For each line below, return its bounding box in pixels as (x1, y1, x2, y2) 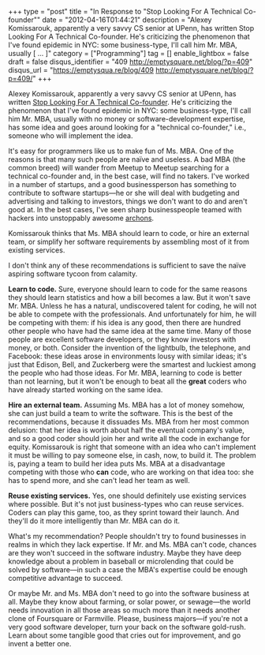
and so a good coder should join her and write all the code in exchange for (8, 434, 251, 443)
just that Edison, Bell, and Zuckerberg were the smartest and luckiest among (8, 360, 256, 369)
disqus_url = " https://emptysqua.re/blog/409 (8, 65, 154, 74)
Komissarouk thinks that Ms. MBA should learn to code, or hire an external (8, 229, 250, 238)
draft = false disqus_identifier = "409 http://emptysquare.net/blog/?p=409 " (8, 57, 253, 66)
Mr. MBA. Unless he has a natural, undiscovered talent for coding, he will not (8, 301, 257, 310)
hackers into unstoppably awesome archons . (8, 213, 155, 223)
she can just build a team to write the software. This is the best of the (8, 409, 233, 417)
